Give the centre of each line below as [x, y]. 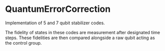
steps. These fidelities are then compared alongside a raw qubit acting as [80, 38]
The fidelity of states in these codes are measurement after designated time [82, 32]
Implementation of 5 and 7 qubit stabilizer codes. [55, 23]
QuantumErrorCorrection [58, 9]
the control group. [24, 43]
